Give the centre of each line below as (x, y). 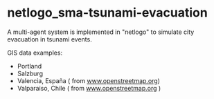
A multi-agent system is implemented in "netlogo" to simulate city (101, 32)
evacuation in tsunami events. (50, 39)
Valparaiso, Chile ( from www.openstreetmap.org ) (89, 88)
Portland (29, 66)
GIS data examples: (35, 53)
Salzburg (30, 73)
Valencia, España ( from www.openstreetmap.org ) (89, 80)
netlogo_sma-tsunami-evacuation (107, 13)
